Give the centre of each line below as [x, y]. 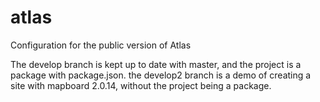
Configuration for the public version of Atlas [101, 45]
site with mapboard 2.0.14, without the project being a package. [141, 85]
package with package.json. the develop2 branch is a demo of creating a [161, 75]
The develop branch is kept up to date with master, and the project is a [156, 64]
